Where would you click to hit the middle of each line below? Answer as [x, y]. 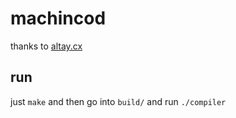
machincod [58, 18]
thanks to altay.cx [46, 46]
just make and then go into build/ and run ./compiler [118, 101]
